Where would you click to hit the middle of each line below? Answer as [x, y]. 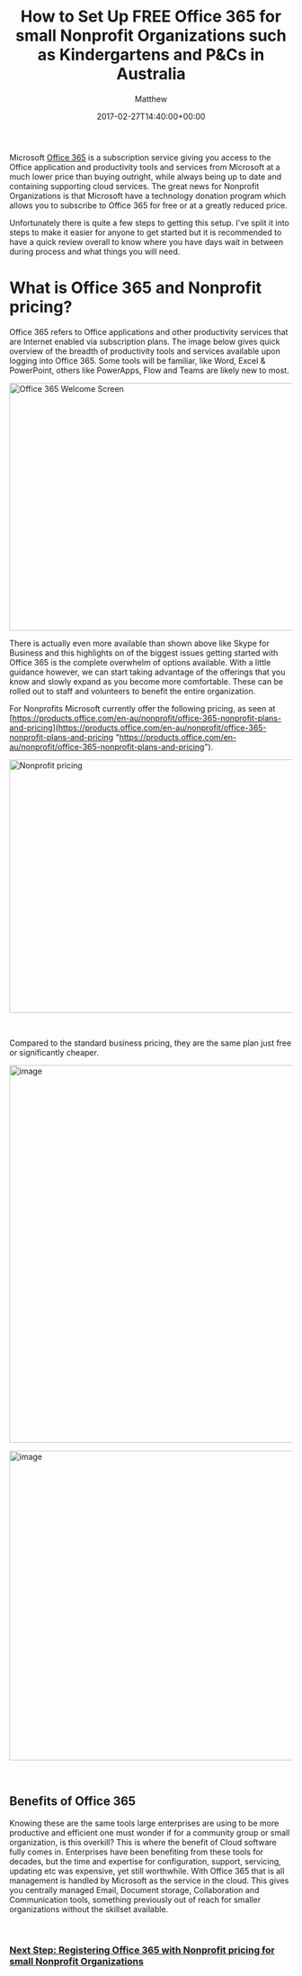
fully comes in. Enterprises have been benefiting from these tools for [136, 1852]
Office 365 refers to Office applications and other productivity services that [149, 331]
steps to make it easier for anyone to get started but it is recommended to [146, 232]
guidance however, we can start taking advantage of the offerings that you [147, 672]
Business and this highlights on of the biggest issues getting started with [144, 653]
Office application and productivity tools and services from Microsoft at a [145, 167]
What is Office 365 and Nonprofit [136, 288]
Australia [151, 74]
